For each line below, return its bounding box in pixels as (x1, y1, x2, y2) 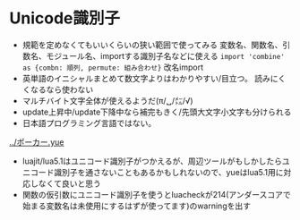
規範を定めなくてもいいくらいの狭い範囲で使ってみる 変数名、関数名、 (21, 39, 283, 50)
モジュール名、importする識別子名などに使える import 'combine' (46, 50, 285, 61)
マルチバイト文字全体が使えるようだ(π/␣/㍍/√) (21, 95, 194, 106)
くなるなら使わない (21, 84, 94, 95)
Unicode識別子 (9, 8, 121, 29)
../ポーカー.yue (9, 136, 64, 148)
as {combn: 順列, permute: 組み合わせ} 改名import (21, 62, 204, 72)
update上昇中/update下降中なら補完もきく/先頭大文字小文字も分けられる (21, 106, 292, 117)
